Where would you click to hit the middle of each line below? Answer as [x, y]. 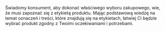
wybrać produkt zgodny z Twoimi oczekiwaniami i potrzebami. [69, 23]
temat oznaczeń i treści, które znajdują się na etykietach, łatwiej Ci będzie [81, 18]
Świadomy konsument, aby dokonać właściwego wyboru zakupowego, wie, [83, 8]
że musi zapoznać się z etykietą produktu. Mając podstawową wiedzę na [80, 13]
